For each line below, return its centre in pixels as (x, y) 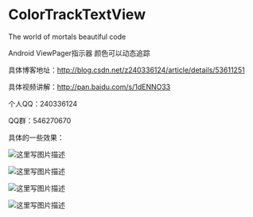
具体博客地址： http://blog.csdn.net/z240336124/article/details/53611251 (127, 70)
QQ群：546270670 (40, 120)
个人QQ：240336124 (43, 103)
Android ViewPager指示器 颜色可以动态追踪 (80, 52)
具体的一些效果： (36, 138)
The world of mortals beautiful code (67, 37)
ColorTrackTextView (77, 15)
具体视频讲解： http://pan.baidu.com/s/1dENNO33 (90, 87)
